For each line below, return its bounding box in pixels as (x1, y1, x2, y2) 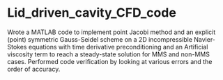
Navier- (194, 35, 216, 43)
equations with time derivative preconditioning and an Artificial (28, 42, 208, 51)
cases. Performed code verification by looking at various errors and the (7, 57, 213, 65)
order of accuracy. (7, 65, 61, 73)
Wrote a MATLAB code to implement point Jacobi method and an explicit (7, 28, 216, 36)
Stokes (7, 42, 27, 51)
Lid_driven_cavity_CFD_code (7, 5, 176, 21)
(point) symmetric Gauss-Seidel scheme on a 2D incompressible (7, 35, 193, 43)
